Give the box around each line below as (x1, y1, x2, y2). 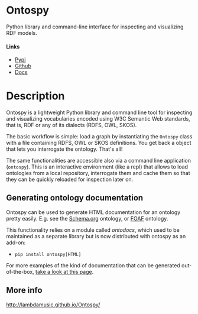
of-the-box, (6, 268, 34, 275)
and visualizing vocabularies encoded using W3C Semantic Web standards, (6, 115, 190, 122)
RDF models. (6, 29, 37, 36)
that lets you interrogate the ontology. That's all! (6, 145, 123, 153)
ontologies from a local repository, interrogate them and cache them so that (6, 170, 190, 177)
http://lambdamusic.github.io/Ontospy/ (6, 301, 100, 308)
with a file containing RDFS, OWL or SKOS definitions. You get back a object (6, 140, 191, 147)
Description (6, 89, 65, 103)
